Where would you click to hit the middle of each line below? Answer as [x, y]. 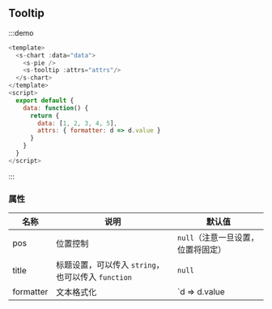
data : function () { [56, 108]
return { [45, 116]
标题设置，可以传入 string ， [110, 265]
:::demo [21, 32]
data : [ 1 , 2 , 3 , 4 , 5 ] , [77, 123]
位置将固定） [202, 250]
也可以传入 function [93, 277]
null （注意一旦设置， [218, 238]
